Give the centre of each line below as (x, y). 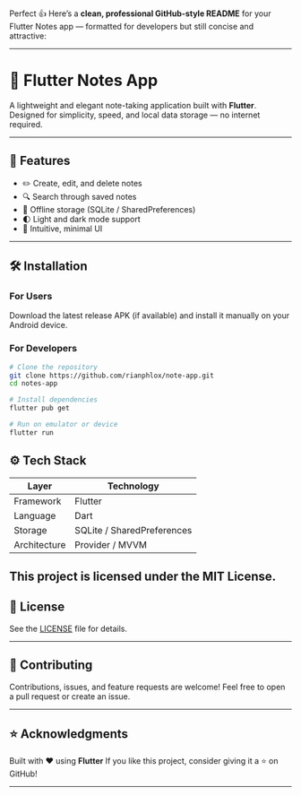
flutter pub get (39, 408)
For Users (31, 297)
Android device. (39, 325)
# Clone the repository (54, 367)
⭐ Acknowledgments (69, 734)
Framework (38, 501)
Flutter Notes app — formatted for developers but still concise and (131, 26)
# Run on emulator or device (64, 425)
